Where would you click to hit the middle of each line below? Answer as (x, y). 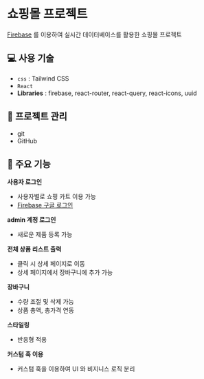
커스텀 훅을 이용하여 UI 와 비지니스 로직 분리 (76, 369)
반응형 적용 (32, 340)
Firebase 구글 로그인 (45, 205)
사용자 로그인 (25, 182)
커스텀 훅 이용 (25, 354)
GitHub (27, 141)
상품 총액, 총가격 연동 (45, 310)
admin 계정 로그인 (32, 220)
